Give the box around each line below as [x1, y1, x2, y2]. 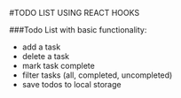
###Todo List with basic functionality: [9, 25, 147, 34]
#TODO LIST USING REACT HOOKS [9, 8, 140, 18]
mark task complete [21, 61, 95, 71]
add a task [21, 41, 61, 52]
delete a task [21, 51, 70, 61]
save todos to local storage [21, 79, 122, 89]
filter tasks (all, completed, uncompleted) [21, 70, 173, 80]
